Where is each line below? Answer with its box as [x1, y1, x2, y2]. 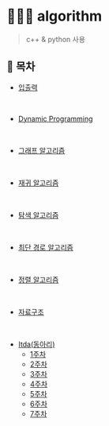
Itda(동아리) [17, 339, 55, 349]
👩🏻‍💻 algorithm [6, 7, 103, 25]
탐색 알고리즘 [17, 210, 59, 219]
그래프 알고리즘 [17, 145, 66, 155]
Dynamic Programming [17, 114, 93, 123]
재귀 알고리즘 [17, 178, 59, 188]
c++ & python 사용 [25, 34, 85, 44]
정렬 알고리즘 [17, 274, 59, 285]
